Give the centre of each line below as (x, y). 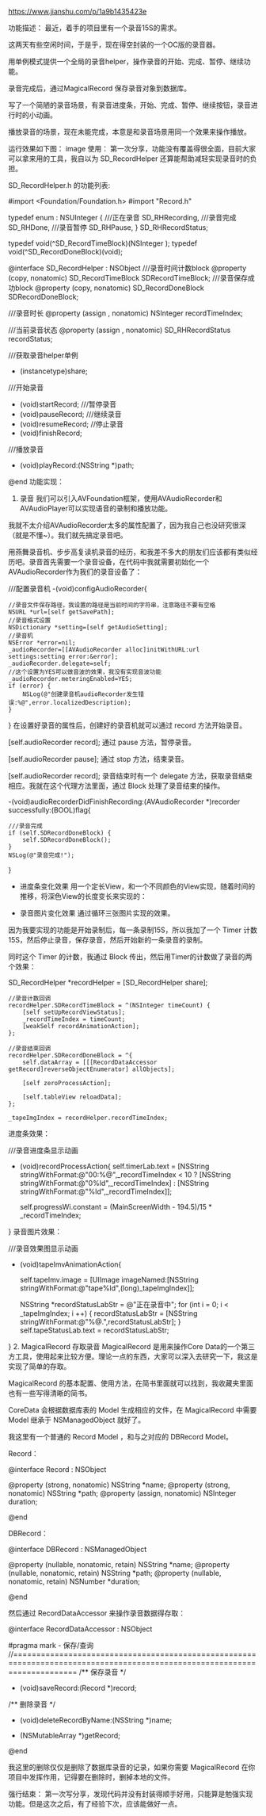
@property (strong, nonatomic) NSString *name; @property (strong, (120, 1485)
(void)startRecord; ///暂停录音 (68, 404)
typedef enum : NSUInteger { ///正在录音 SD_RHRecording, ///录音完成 (122, 218)
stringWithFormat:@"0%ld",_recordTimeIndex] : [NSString (114, 1183)
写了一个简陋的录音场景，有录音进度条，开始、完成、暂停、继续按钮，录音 (129, 105)
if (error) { (30, 686)
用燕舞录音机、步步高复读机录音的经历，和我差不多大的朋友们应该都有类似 (129, 552)
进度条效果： (29, 1134)
